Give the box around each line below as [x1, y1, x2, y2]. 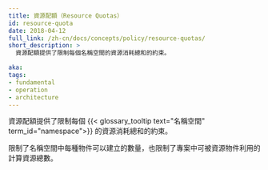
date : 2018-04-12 [8, 26, 66, 34]
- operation [8, 86, 48, 94]
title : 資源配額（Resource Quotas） [8, 11, 123, 20]
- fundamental [8, 78, 56, 87]
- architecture [8, 93, 59, 101]
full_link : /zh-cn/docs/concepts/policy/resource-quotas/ [8, 34, 206, 42]
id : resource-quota [8, 19, 74, 27]
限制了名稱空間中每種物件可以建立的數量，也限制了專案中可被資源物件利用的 [8, 144, 261, 153]
